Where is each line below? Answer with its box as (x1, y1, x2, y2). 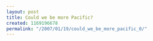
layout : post (6, 8, 39, 15)
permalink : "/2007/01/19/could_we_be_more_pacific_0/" (6, 25, 148, 32)
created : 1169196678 (6, 20, 59, 26)
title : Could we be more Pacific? (6, 14, 94, 20)
